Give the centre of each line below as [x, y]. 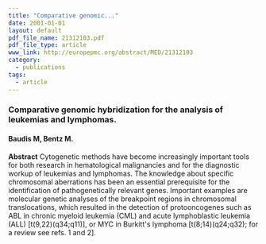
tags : [17, 75]
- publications [40, 68]
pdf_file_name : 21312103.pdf [56, 38]
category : [25, 60]
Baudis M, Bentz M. [41, 139]
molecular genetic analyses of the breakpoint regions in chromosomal [122, 199]
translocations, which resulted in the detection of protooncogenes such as [130, 207]
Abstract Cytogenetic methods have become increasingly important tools [129, 157]
